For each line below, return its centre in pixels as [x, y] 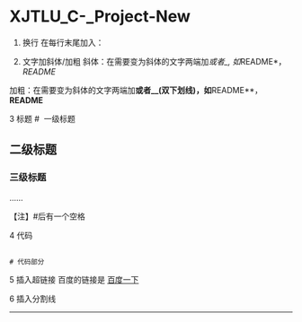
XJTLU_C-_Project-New [100, 17]
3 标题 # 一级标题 [43, 118]
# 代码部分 [27, 262]
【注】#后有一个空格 [47, 216]
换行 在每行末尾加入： [63, 42]
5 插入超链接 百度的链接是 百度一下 [74, 279]
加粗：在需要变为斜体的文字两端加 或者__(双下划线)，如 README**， [136, 90]
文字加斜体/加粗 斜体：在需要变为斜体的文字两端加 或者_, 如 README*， [154, 61]
